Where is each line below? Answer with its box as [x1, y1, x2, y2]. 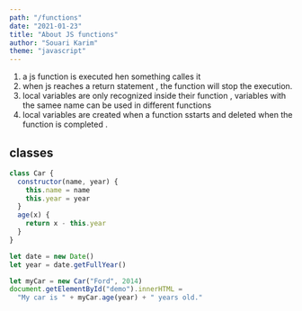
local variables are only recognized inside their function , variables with [22, 91, 287, 102]
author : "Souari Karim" [9, 38, 99, 48]
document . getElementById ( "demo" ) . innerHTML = [9, 285, 182, 294]
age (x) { [17, 210, 50, 220]
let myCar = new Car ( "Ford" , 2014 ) [9, 276, 143, 286]
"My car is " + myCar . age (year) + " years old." [17, 293, 203, 302]
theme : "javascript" [9, 47, 87, 56]
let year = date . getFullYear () [9, 260, 127, 270]
